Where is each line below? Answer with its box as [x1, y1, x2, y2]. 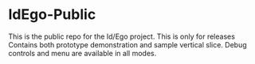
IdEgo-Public [8, 6, 96, 24]
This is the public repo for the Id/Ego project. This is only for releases [8, 32, 235, 41]
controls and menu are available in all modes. [8, 48, 157, 58]
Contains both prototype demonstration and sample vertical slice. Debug [8, 40, 247, 49]
